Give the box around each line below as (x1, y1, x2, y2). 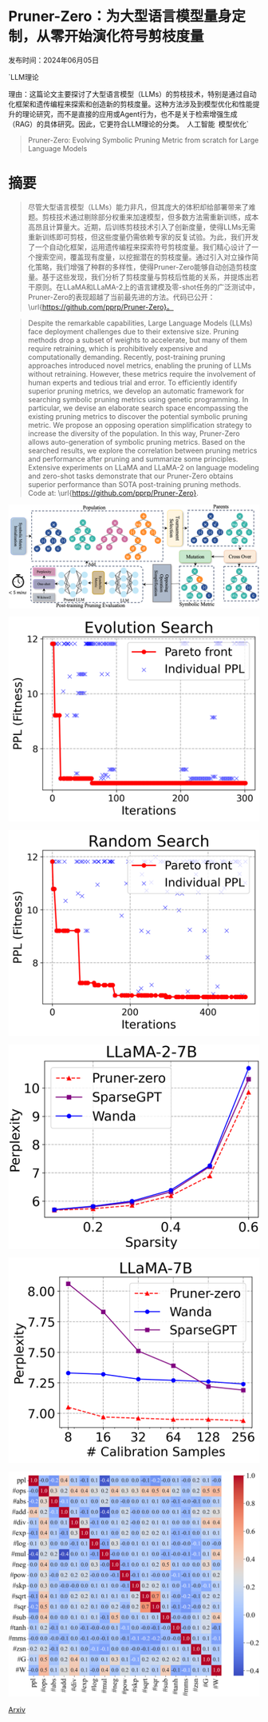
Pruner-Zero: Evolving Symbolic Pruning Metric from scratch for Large (27, 135, 259, 145)
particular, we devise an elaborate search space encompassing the (27, 403, 249, 413)
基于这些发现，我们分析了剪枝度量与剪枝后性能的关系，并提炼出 (41, 272, 252, 282)
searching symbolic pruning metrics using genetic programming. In (27, 394, 249, 404)
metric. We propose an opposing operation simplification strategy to (27, 420, 253, 430)
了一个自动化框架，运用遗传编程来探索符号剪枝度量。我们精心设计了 (27, 242, 252, 252)
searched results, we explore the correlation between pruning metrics (27, 445, 258, 455)
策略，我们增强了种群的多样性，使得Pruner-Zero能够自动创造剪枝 (34, 262, 250, 272)
